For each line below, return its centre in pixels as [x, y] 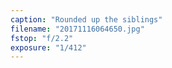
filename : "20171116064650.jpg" [77, 29]
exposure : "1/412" [48, 47]
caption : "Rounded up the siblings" [86, 19]
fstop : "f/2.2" [42, 38]
